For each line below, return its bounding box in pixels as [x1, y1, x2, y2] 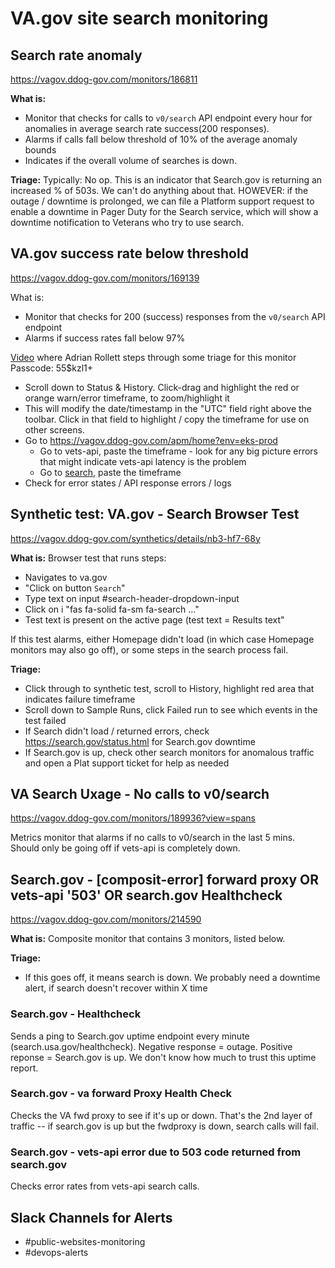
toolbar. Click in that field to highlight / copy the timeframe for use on [24, 413, 310, 425]
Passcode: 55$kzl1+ [10, 362, 94, 374]
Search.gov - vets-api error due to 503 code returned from [10, 1145, 302, 1159]
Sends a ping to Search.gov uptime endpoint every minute [10, 1030, 250, 1042]
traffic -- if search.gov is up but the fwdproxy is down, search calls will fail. [10, 1120, 319, 1132]
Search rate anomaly [10, 47, 143, 64]
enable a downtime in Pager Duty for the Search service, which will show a [10, 206, 319, 217]
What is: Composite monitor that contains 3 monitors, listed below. [10, 933, 286, 945]
